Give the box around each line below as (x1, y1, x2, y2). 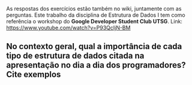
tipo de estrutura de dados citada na (6, 51, 145, 61)
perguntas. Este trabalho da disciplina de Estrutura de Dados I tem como (6, 11, 185, 19)
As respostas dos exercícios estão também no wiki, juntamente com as (6, 5, 182, 12)
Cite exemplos (6, 69, 61, 80)
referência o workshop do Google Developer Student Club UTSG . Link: (6, 18, 183, 25)
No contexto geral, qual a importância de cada (6, 41, 182, 51)
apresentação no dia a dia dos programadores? (6, 60, 186, 71)
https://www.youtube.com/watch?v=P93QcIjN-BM (6, 24, 131, 31)
